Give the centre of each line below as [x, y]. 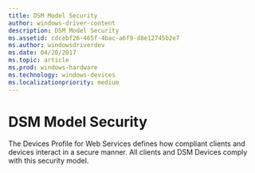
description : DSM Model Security [64, 30]
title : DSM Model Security [53, 16]
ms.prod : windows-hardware [53, 68]
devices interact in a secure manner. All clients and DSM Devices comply [128, 152]
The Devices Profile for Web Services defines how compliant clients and [127, 144]
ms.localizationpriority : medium [64, 82]
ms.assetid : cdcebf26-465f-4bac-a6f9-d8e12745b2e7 [94, 38]
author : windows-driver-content [62, 23]
